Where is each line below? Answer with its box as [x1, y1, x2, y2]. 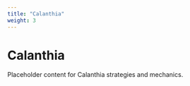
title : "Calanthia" [7, 10, 65, 18]
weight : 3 [7, 17, 37, 24]
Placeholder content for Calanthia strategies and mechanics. [7, 70, 184, 79]
